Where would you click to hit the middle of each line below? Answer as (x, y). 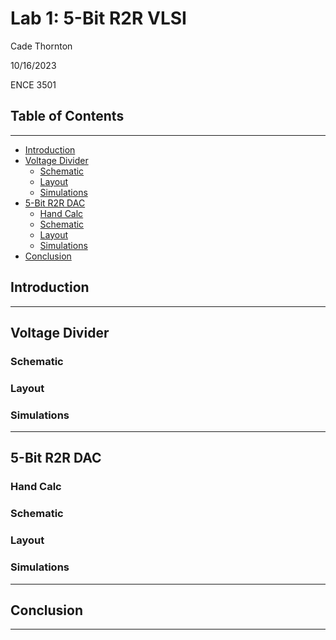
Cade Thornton (41, 46)
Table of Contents (67, 116)
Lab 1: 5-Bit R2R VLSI (98, 18)
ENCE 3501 (33, 84)
